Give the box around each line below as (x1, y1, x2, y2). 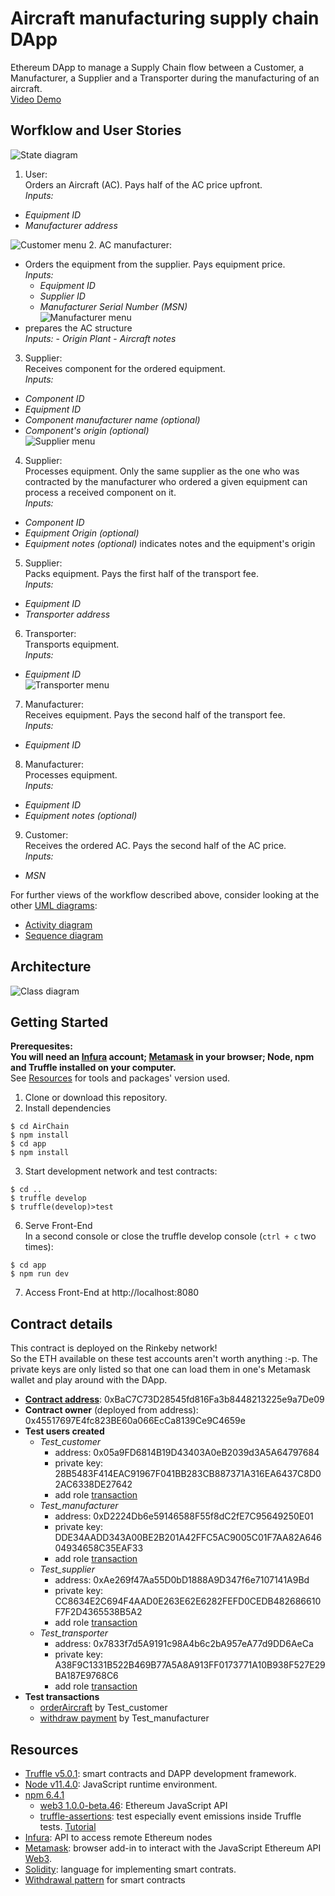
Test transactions (24, 1691, 100, 1703)
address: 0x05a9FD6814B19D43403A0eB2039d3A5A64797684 (54, 1447, 320, 1459)
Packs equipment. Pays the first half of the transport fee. (24, 567, 259, 579)
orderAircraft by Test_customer (39, 1702, 168, 1714)
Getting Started (10, 1013, 109, 1031)
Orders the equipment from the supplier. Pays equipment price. (24, 258, 286, 270)
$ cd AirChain (10, 1122, 70, 1132)
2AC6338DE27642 (54, 1478, 133, 1491)
